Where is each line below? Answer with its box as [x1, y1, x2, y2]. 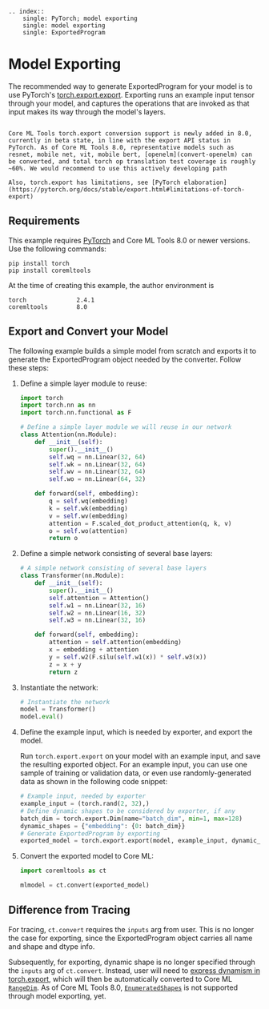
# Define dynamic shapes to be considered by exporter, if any [19, 807, 236, 815]
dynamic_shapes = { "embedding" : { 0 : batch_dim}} [19, 822, 186, 830]
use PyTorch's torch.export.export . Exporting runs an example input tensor [8, 90, 255, 99]
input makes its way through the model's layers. [8, 106, 167, 116]
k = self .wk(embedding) [49, 504, 128, 512]
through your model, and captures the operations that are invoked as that [8, 98, 250, 108]
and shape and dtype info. [8, 941, 95, 951]
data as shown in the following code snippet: [19, 777, 168, 787]
